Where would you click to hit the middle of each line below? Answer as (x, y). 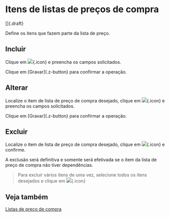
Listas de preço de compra (34, 209)
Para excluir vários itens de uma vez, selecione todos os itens (82, 175)
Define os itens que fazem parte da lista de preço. (58, 33)
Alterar (17, 88)
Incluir (16, 49)
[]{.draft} (15, 23)
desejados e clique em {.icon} (51, 181)
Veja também (27, 197)
